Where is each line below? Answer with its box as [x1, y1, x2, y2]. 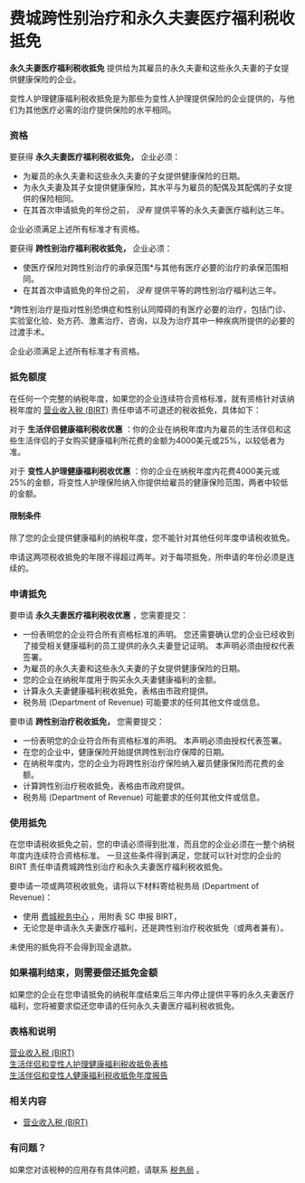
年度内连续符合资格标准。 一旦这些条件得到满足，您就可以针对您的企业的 [9, 850, 281, 861]
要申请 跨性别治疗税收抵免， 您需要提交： [9, 716, 165, 727]
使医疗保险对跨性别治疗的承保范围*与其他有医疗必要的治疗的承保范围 [22, 262, 281, 273]
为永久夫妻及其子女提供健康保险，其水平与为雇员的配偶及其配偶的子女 [22, 182, 285, 193]
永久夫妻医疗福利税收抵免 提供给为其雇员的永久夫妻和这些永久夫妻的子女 [9, 62, 281, 73]
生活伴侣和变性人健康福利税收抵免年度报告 [9, 1069, 168, 1081]
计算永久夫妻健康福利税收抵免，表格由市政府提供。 [22, 686, 214, 696]
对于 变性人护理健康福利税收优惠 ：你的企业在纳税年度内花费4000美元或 [9, 465, 281, 476]
